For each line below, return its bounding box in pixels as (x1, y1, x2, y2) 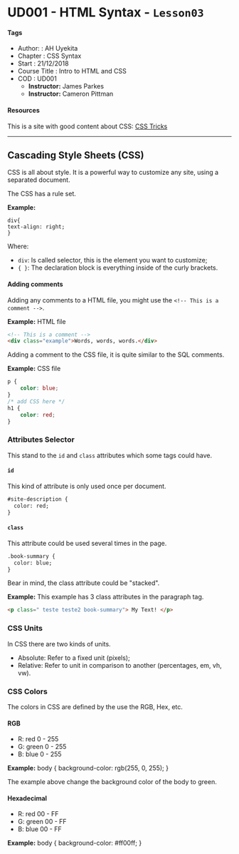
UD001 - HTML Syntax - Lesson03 (7, 4, 204, 21)
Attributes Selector (7, 434, 75, 444)
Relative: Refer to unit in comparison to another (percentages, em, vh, (17, 661, 222, 669)
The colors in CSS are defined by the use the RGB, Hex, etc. (7, 702, 184, 711)
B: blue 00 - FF (17, 825, 62, 833)
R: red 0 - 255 (17, 735, 59, 743)
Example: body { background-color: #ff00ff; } (7, 839, 142, 848)
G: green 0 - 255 (17, 743, 67, 751)
